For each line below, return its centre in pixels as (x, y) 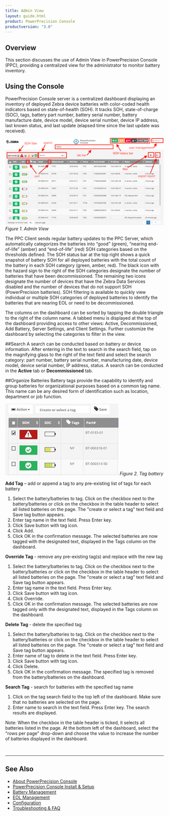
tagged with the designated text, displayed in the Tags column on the (84, 541)
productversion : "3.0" (29, 27)
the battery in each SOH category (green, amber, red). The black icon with (82, 265)
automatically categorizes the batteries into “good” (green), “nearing (76, 244)
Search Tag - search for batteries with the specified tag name (69, 687)
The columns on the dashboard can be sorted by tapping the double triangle (84, 313)
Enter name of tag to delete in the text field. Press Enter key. (75, 655)
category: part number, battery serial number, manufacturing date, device (81, 360)
